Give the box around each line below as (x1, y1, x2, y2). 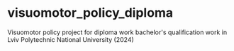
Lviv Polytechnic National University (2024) (7, 35, 135, 43)
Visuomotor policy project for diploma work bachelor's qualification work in (7, 28, 228, 36)
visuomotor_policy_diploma (7, 5, 174, 21)
